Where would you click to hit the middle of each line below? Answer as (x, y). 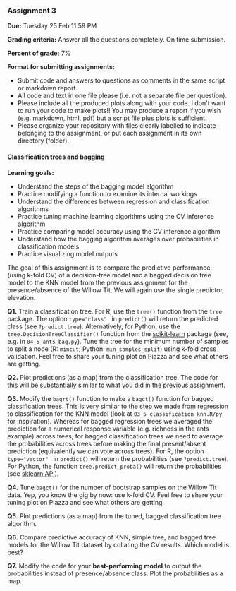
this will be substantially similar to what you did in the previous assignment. (116, 385)
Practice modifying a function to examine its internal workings (107, 193)
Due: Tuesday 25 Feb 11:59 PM (52, 26)
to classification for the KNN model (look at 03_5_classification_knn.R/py (115, 413)
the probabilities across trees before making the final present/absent (107, 443)
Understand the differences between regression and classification (113, 201)
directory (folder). (43, 141)
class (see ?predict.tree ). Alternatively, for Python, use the (94, 326)
